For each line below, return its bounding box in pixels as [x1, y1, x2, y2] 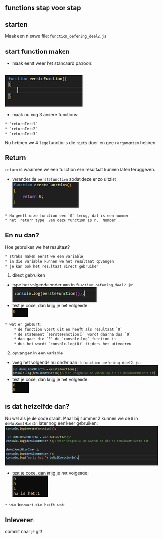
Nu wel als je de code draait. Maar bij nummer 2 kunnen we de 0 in [5, 415, 138, 421]
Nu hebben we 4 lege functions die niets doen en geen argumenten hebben [5, 140, 156, 146]
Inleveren [5, 516, 34, 524]
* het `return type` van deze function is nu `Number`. [5, 218, 120, 223]
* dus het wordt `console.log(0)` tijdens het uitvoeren [14, 341, 131, 346]
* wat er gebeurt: [5, 322, 42, 327]
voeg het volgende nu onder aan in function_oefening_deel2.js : [12, 359, 141, 365]
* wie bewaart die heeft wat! [5, 503, 66, 507]
